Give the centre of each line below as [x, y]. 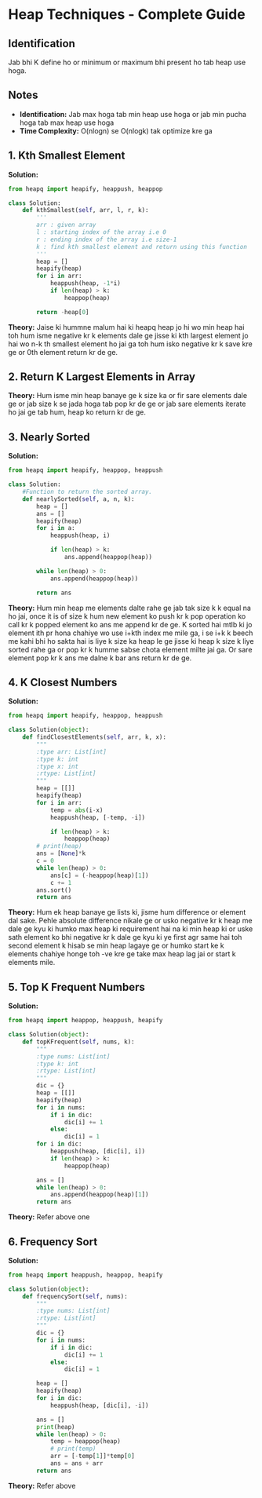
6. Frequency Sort [53, 1242]
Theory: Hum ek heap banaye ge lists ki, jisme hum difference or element [127, 912]
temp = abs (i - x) [76, 810]
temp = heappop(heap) [86, 1441]
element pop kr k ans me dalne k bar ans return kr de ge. [100, 658]
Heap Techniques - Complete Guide [127, 15]
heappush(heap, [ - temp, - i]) [98, 817]
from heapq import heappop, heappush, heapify [86, 1021]
